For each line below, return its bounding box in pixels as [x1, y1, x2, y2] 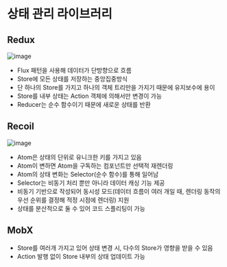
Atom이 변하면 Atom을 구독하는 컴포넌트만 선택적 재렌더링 [16, 162, 174, 170]
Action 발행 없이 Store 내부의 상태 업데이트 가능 [16, 252, 145, 260]
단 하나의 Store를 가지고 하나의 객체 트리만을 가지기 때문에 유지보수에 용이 [16, 84, 215, 91]
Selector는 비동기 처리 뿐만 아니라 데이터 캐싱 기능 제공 [16, 179, 165, 187]
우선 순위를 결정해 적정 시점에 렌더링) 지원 [16, 196, 130, 204]
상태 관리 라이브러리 [7, 6, 113, 22]
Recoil [7, 120, 34, 132]
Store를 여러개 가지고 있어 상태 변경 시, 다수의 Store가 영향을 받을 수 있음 [16, 244, 213, 252]
